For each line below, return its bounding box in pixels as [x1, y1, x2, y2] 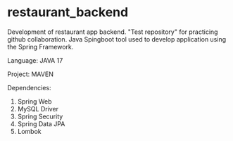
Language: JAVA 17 [7, 56, 63, 64]
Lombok [17, 127, 42, 135]
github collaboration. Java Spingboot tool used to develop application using [7, 35, 227, 43]
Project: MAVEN [7, 70, 54, 78]
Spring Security [17, 112, 63, 121]
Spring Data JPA [17, 119, 65, 128]
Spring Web [17, 97, 52, 106]
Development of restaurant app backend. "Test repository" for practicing [7, 27, 218, 36]
